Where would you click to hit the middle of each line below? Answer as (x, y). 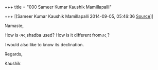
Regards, (14, 54)
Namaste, (14, 26)
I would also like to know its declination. (44, 45)
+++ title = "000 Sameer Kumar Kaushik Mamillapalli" (58, 7)
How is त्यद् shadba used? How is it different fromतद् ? (57, 35)
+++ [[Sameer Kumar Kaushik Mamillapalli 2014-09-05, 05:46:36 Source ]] (79, 16)
